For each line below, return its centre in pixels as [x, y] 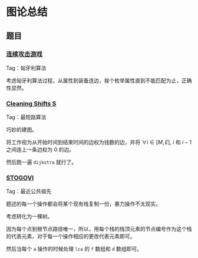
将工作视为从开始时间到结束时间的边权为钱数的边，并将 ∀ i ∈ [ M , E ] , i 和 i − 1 [99, 142]
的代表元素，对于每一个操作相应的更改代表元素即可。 [71, 236]
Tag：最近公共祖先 [29, 191]
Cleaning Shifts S [31, 103]
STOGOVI [20, 178]
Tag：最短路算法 [26, 117]
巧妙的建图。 [22, 130]
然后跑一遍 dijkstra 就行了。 [42, 162]
